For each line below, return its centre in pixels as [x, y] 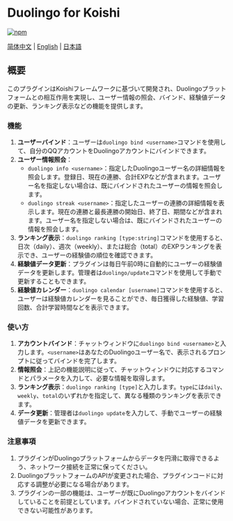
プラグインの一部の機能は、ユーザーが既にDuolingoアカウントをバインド [121, 492]
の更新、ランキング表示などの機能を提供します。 [77, 106]
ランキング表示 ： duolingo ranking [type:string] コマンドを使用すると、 [122, 238]
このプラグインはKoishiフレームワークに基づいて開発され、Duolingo [105, 88]
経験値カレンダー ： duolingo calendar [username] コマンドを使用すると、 [122, 290]
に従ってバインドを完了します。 [75, 361]
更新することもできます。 [54, 281]
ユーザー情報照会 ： [45, 160]
